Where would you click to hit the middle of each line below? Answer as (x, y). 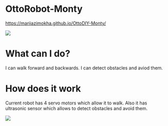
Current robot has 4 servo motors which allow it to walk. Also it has (76, 103)
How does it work (43, 89)
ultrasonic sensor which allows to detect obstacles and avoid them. (77, 108)
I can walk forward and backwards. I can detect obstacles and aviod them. (84, 68)
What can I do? (38, 54)
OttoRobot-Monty (44, 9)
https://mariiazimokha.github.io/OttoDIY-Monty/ (56, 23)
